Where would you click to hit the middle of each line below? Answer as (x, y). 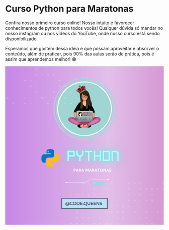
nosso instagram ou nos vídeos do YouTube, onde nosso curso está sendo (82, 33)
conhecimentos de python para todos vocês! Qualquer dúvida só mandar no (84, 28)
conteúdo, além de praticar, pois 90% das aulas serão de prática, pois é (80, 54)
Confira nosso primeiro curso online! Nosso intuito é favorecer (70, 23)
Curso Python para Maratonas (69, 9)
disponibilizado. (22, 39)
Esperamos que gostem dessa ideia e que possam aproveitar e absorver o (82, 48)
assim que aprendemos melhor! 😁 (41, 59)
